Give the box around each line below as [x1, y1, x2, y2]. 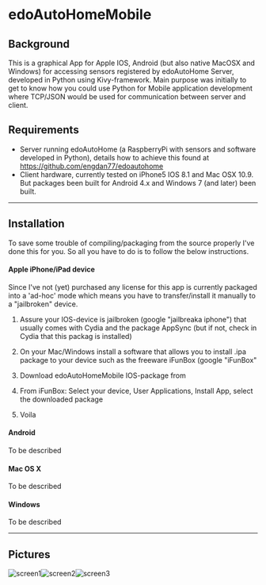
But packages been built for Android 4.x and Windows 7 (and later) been [19, 178, 256, 187]
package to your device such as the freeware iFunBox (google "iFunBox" [19, 355, 257, 364]
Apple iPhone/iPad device [8, 264, 95, 275]
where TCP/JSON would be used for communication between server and [8, 92, 246, 101]
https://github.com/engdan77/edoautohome [19, 161, 164, 171]
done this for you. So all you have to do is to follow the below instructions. [8, 246, 249, 256]
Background [8, 37, 70, 51]
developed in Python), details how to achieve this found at [19, 152, 210, 162]
